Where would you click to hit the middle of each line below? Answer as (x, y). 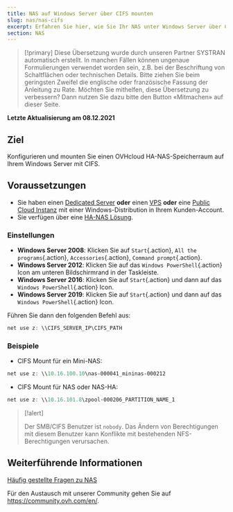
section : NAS (26, 33)
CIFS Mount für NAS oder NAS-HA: (67, 387)
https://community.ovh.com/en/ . (53, 500)
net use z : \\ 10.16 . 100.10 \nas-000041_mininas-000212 (87, 374)
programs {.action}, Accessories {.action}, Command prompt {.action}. (110, 258)
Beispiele (23, 346)
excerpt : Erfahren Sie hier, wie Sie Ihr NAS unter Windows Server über (114, 26)
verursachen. (90, 441)
